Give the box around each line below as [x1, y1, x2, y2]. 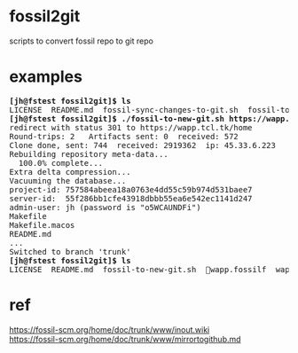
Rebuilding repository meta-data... [9, 149, 169, 159]
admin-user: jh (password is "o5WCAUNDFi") [9, 202, 201, 212]
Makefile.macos [9, 220, 75, 230]
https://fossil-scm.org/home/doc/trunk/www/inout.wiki [9, 324, 210, 334]
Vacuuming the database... [9, 176, 127, 185]
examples [9, 67, 82, 87]
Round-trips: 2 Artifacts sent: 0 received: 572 [9, 131, 239, 141]
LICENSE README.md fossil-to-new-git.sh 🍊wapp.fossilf [9, 264, 267, 274]
